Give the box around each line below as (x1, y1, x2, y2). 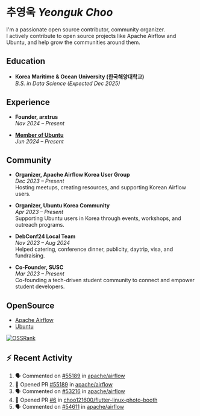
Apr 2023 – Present (14, 209, 64, 216)
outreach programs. (14, 221, 64, 228)
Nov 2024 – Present (14, 119, 65, 127)
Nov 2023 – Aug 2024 (14, 239, 70, 247)
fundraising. (14, 252, 45, 259)
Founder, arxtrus (14, 113, 58, 121)
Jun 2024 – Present (14, 137, 64, 145)
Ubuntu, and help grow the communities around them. (6, 39, 140, 46)
